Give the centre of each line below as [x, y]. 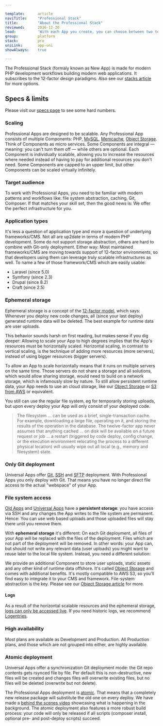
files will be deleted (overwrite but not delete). [51, 683]
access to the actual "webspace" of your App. [51, 485]
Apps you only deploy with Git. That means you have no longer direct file [78, 480]
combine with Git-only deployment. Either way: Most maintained [69, 247]
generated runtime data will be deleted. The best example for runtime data [79, 321]
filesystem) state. [34, 451]
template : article [29, 14]
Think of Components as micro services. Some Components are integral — [80, 144]
